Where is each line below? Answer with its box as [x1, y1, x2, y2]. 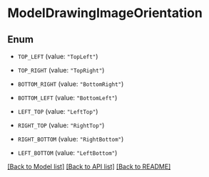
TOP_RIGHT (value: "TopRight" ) [17, 66, 105, 74]
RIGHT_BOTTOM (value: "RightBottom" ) [17, 135, 124, 143]
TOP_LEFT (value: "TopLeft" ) [17, 52, 98, 60]
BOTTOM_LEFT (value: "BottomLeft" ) [17, 94, 118, 102]
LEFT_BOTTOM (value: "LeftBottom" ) [17, 149, 118, 157]
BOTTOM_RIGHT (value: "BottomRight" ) [17, 80, 124, 88]
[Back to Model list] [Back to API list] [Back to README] [7, 162, 171, 171]
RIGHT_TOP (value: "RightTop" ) [17, 121, 105, 129]
